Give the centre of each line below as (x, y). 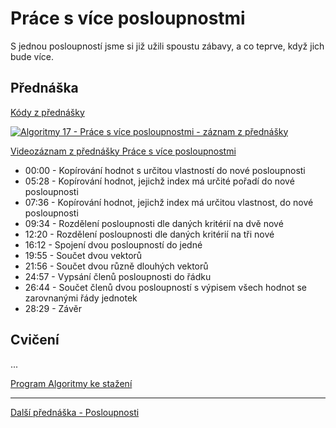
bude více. (32, 56)
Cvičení (35, 340)
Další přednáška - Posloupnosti (75, 412)
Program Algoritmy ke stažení (71, 383)
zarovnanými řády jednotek (81, 298)
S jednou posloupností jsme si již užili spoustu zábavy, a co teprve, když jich (167, 46)
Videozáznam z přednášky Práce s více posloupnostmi (123, 151)
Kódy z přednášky (47, 112)
